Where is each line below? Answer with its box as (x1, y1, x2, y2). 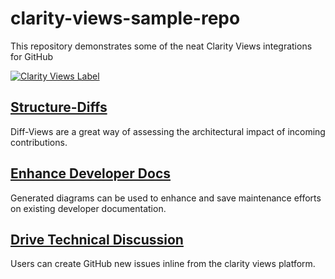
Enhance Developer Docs (10, 165, 172, 182)
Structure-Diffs (10, 99, 108, 116)
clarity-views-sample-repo (10, 7, 241, 30)
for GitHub (10, 50, 54, 62)
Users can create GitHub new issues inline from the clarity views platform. (10, 258, 316, 270)
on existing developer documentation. (10, 202, 167, 214)
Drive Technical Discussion (10, 231, 184, 248)
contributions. (10, 136, 68, 148)
